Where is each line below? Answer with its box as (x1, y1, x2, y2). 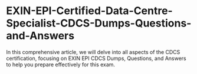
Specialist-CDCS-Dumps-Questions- (6, 16, 192, 30)
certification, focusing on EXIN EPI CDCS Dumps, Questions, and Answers (6, 55, 187, 62)
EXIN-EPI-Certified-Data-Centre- (6, 4, 173, 18)
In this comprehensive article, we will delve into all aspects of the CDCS (6, 48, 180, 55)
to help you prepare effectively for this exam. (6, 60, 116, 68)
